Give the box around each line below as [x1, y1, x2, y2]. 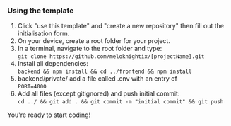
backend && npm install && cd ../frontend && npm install [17, 68, 192, 76]
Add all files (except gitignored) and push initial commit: [17, 89, 180, 98]
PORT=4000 [17, 84, 47, 91]
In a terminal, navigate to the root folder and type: [17, 45, 162, 53]
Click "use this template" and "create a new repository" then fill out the [17, 22, 225, 30]
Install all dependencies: [17, 59, 88, 68]
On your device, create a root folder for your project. [17, 37, 171, 45]
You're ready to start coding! [7, 110, 91, 119]
